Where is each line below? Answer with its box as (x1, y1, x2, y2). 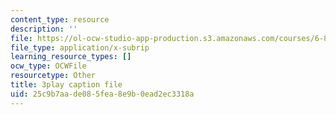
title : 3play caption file (10, 80, 123, 90)
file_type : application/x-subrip (10, 42, 150, 53)
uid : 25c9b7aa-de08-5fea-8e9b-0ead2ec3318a (10, 89, 195, 99)
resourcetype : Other (10, 71, 97, 81)
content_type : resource (10, 14, 110, 25)
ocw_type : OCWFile (10, 61, 87, 71)
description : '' (10, 24, 78, 34)
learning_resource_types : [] (10, 52, 132, 62)
